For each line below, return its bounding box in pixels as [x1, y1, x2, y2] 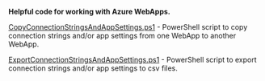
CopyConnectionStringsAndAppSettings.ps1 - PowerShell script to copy [8, 22, 248, 31]
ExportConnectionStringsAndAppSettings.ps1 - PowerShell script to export [8, 55, 257, 64]
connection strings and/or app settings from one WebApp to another [8, 31, 237, 40]
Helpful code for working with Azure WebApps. [8, 7, 171, 16]
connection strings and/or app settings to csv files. [8, 63, 178, 73]
